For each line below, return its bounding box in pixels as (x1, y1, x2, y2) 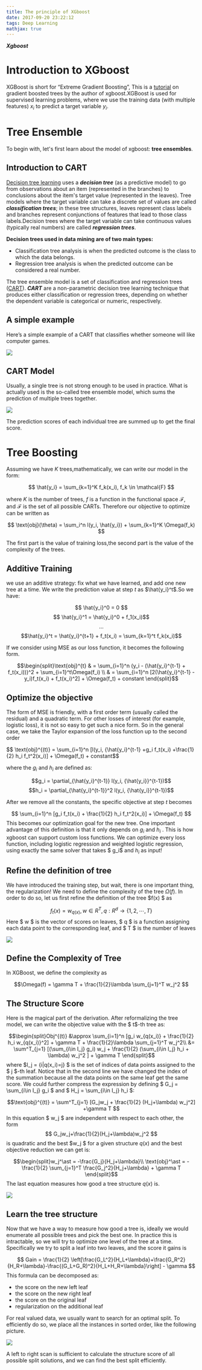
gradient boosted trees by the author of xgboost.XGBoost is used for (6, 90, 177, 97)
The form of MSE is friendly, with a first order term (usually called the (6, 708, 178, 716)
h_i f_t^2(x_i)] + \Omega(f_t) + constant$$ (15, 752, 119, 759)
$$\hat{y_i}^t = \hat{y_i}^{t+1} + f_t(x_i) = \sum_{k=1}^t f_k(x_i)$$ (21, 632, 182, 640)
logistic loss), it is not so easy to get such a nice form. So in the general (6, 721, 184, 728)
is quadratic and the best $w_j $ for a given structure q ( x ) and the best (6, 1140, 183, 1147)
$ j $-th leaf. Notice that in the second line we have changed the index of (6, 1067, 188, 1075)
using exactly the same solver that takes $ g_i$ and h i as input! (6, 846, 163, 855)
